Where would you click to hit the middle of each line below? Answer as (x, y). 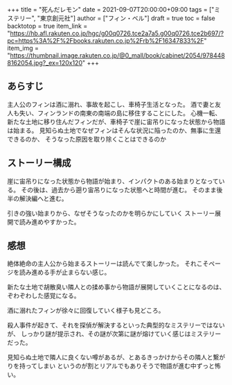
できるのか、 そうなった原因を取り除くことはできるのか (87, 139)
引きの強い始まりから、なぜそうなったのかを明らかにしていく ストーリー (111, 213)
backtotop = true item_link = (47, 26)
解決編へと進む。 (43, 198)
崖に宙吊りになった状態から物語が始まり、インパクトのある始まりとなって (113, 181)
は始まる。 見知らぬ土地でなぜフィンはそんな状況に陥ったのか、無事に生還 (114, 130)
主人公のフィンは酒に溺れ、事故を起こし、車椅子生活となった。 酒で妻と (111, 104)
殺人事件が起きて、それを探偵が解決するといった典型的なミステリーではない (116, 325)
